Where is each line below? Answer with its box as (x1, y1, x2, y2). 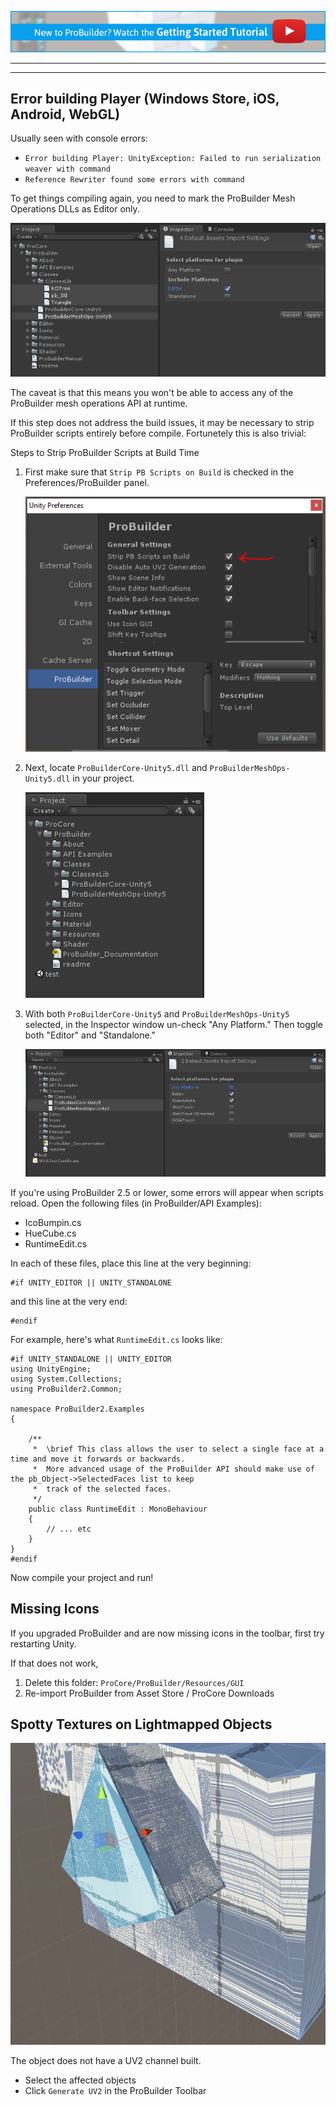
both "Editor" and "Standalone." (24, 1029, 157, 1041)
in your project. (72, 772, 135, 784)
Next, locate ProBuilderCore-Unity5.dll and (24, 761, 208, 773)
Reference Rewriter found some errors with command (24, 175, 245, 185)
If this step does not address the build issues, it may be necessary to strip (10, 417, 315, 429)
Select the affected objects (24, 2074, 137, 2086)
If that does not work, (10, 1657, 99, 1669)
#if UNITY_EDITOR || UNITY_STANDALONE (10, 1277, 172, 1288)
